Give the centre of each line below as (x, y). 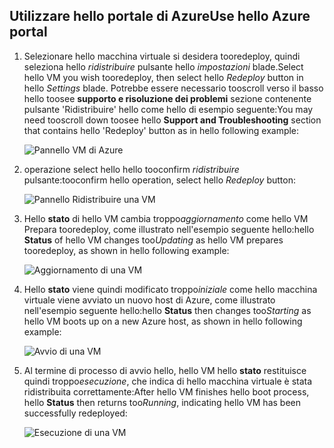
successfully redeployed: (75, 413)
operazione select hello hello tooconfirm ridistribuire (131, 169)
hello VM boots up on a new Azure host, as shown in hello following (163, 321)
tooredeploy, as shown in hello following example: (126, 250)
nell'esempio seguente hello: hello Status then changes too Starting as (167, 310)
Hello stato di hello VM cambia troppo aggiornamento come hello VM (166, 218)
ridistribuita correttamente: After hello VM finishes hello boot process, (166, 391)
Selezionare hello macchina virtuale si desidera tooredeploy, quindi (162, 56)
